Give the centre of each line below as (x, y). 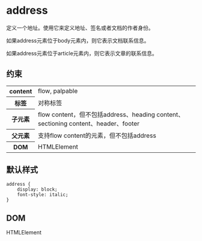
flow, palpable (58, 91)
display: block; (38, 189)
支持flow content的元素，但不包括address (97, 135)
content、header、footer (104, 123)
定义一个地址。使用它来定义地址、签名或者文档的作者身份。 (80, 28)
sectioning (53, 123)
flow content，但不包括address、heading (96, 115)
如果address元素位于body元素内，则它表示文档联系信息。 (78, 40)
